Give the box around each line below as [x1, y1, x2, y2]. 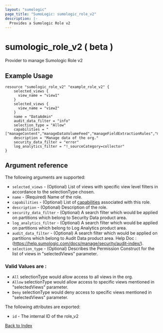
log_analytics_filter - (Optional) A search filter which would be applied [12, 219, 158, 226]
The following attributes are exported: [5, 304, 81, 310]
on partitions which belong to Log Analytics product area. [12, 225, 127, 231]
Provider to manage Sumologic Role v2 [5, 58, 83, 64]
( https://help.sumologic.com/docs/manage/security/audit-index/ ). [12, 240, 144, 246]
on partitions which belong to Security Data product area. [12, 215, 127, 220]
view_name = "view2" [17, 106, 60, 111]
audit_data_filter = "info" [14, 118, 70, 123]
